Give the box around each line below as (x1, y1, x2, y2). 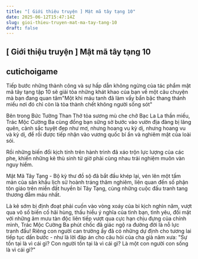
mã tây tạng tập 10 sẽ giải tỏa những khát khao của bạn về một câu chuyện (6, 89, 189, 96)
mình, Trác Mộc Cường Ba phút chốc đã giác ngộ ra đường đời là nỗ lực (6, 221, 180, 228)
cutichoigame (6, 67, 58, 77)
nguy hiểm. (6, 161, 34, 168)
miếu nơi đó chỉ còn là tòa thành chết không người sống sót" (6, 101, 153, 108)
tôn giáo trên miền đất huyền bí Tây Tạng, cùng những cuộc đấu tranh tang (6, 185, 188, 192)
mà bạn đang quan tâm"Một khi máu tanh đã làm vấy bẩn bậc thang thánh (6, 95, 186, 102)
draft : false (6, 25, 38, 31)
